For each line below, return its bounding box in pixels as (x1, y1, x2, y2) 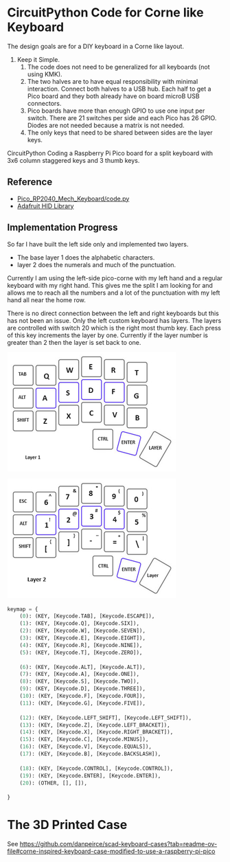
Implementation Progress (7, 222, 118, 234)
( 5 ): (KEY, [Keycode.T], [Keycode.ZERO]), (19, 649, 143, 656)
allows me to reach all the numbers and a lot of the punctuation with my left (7, 288, 220, 297)
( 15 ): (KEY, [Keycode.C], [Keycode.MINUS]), (19, 736, 149, 743)
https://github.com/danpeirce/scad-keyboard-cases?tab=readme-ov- (19, 840, 218, 848)
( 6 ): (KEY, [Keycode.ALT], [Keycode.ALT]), (19, 663, 146, 670)
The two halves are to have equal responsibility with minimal (27, 77, 198, 85)
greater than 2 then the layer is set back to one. (7, 338, 141, 346)
